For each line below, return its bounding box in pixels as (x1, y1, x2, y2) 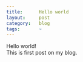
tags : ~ (6, 26, 42, 32)
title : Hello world (6, 9, 69, 15)
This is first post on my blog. (6, 49, 78, 57)
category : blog (6, 20, 50, 26)
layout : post (6, 15, 50, 21)
